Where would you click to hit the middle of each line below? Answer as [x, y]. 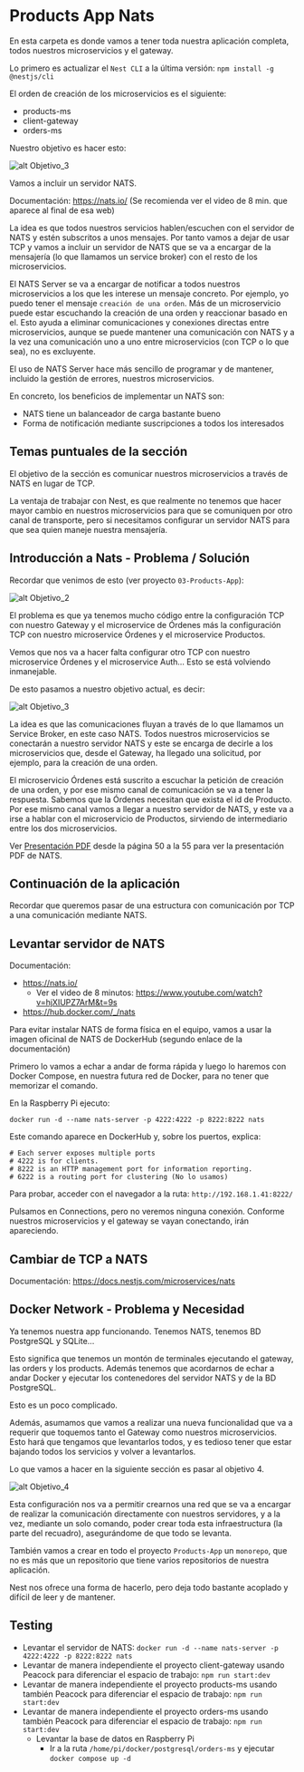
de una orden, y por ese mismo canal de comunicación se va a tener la [141, 789]
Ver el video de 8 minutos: [85, 993]
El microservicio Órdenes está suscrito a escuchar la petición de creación [147, 779]
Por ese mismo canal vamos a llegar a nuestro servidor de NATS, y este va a [152, 809]
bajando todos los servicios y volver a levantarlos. [103, 1451]
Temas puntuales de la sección [99, 452]
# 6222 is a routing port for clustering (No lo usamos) [119, 1177]
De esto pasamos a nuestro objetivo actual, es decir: [107, 689]
